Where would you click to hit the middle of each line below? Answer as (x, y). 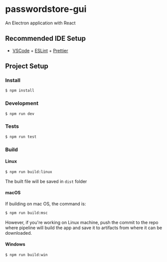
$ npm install (20, 90)
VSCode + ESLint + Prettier (40, 50)
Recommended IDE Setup (46, 39)
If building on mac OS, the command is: (46, 204)
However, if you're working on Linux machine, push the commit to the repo (82, 222)
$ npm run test (21, 137)
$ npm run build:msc (27, 213)
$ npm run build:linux (29, 172)
